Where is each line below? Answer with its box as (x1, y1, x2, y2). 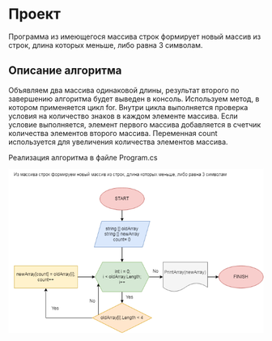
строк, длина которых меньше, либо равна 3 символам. (8, 40, 203, 49)
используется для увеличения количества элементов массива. (8, 137, 228, 147)
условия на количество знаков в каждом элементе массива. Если (8, 111, 239, 121)
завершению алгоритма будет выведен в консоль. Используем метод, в (8, 94, 260, 104)
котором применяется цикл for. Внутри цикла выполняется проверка (8, 102, 249, 112)
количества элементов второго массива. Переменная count (8, 128, 218, 138)
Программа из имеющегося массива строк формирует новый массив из (8, 32, 261, 41)
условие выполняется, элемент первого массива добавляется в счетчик (8, 119, 261, 130)
